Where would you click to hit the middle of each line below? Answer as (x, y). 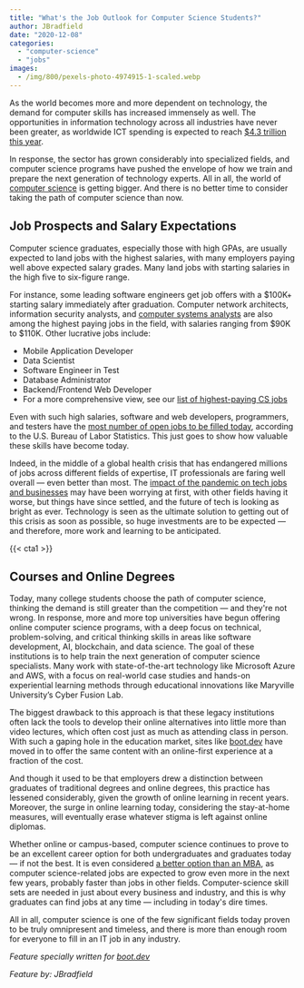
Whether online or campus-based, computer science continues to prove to (149, 845)
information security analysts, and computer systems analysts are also (142, 313)
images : (24, 69)
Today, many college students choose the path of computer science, (137, 598)
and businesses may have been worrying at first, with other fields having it (149, 492)
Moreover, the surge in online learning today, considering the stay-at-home (150, 807)
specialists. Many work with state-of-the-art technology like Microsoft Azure (152, 666)
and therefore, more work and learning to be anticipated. (115, 530)
